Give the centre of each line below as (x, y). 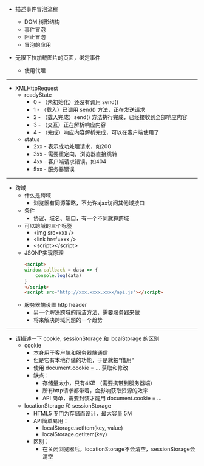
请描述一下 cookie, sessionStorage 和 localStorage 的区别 (87, 338)
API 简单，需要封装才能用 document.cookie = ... (102, 398)
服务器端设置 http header (55, 305)
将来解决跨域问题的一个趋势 (68, 320)
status (32, 139)
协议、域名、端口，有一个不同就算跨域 (81, 218)
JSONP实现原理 (44, 253)
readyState (38, 95)
